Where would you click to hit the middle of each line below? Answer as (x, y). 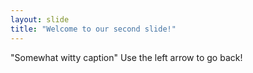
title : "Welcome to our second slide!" (93, 29)
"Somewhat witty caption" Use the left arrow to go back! (126, 57)
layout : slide (40, 19)
